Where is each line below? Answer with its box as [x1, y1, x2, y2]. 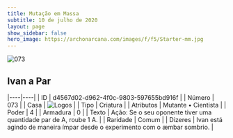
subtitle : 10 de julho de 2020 [7, 17, 98, 24]
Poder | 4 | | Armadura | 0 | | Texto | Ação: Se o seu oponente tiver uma [7, 108, 212, 117]
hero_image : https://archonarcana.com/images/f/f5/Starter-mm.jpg [7, 36, 204, 43]
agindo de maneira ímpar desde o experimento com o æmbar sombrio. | [7, 123, 214, 131]
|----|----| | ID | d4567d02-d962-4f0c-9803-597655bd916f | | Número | [7, 93, 214, 101]
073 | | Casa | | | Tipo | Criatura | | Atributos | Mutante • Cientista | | [7, 101, 227, 109]
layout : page [7, 23, 45, 30]
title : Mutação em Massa [7, 10, 79, 17]
